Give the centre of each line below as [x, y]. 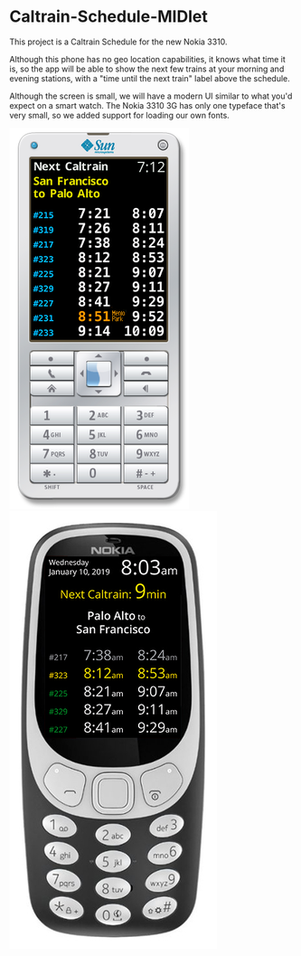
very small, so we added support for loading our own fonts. [120, 115]
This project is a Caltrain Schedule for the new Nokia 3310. [118, 42]
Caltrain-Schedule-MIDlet [108, 17]
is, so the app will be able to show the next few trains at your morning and [147, 69]
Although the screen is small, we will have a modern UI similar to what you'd [151, 96]
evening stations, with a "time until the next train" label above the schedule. [150, 78]
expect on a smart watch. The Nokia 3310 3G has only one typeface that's [148, 105]
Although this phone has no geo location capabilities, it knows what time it [148, 59]
